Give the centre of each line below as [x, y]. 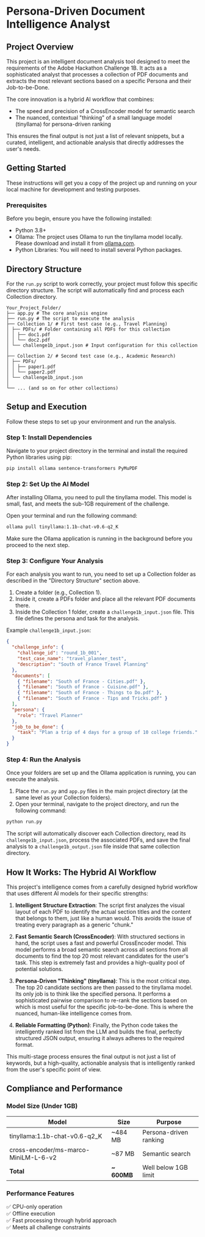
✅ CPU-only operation [34, 1206]
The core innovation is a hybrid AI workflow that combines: [80, 99]
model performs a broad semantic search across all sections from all [101, 949]
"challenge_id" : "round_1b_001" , [60, 653]
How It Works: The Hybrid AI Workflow [81, 872]
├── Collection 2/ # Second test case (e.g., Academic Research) [91, 356]
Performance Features [40, 1193]
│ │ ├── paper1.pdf [31, 367]
